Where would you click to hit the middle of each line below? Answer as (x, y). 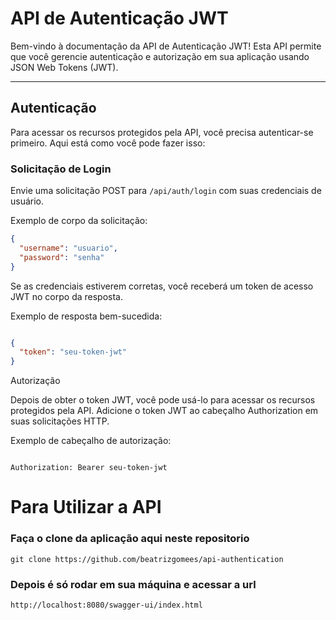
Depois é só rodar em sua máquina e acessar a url (133, 584)
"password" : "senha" (62, 257)
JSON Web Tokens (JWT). (64, 67)
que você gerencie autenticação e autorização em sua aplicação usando (160, 56)
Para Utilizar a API (86, 507)
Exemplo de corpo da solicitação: (79, 221)
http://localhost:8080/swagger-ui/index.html (106, 605)
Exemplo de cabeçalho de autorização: (91, 441)
